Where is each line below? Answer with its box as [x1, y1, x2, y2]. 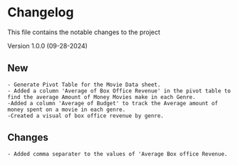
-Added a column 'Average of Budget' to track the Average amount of [7, 100, 219, 107]
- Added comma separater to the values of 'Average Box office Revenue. [7, 150, 228, 157]
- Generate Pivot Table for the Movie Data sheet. [7, 81, 161, 88]
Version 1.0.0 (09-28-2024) [7, 41, 88, 50]
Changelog [7, 4, 74, 21]
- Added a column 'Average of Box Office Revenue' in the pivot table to [7, 87, 232, 95]
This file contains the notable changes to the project [7, 28, 160, 36]
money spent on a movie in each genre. [7, 106, 126, 113]
